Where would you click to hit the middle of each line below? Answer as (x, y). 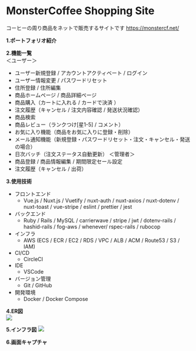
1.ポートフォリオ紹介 (31, 40)
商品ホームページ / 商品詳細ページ (56, 95)
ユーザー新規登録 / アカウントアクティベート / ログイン (81, 73)
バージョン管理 (33, 278)
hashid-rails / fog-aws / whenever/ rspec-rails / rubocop (92, 227)
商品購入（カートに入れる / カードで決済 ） (67, 102)
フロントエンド (33, 193)
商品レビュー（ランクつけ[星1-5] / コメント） (69, 124)
